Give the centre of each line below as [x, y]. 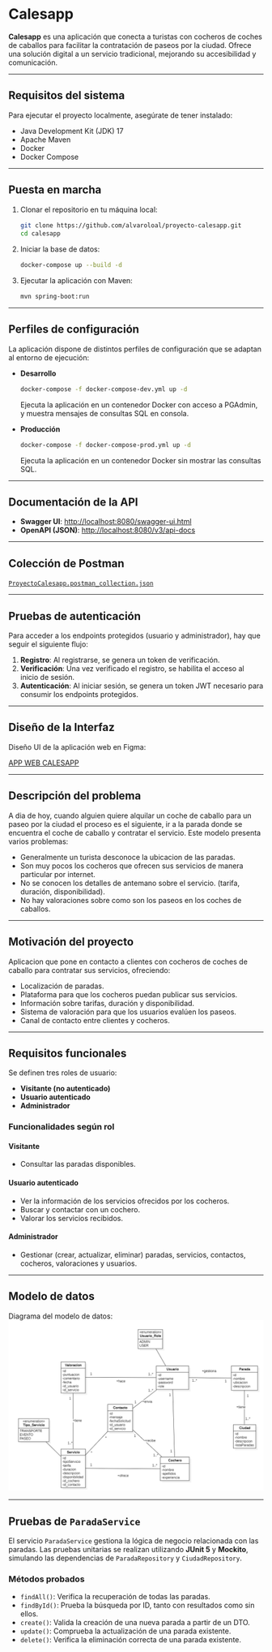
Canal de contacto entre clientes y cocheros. [95, 1020]
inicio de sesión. [47, 678]
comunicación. [33, 62]
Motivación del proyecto [71, 942]
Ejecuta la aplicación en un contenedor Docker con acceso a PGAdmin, [139, 404]
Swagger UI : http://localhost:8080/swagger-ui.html [106, 522]
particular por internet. [57, 874]
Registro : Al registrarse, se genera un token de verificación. [120, 660]
